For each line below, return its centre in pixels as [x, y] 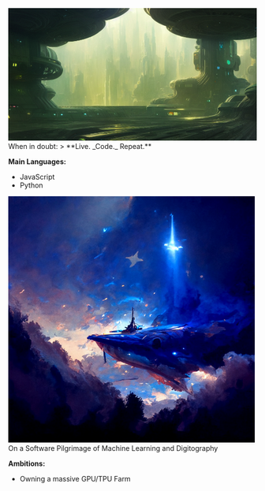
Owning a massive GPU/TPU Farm [75, 478]
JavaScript [37, 177]
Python [31, 185]
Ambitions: [27, 463]
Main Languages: [37, 162]
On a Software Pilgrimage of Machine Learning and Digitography [113, 448]
